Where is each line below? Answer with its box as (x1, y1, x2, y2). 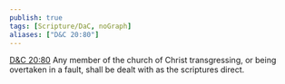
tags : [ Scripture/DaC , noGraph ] (9, 22, 132, 31)
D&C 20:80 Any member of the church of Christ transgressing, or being (9, 55, 277, 66)
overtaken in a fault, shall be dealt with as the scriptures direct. (9, 64, 245, 75)
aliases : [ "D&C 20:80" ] (9, 30, 100, 39)
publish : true (9, 13, 64, 23)
